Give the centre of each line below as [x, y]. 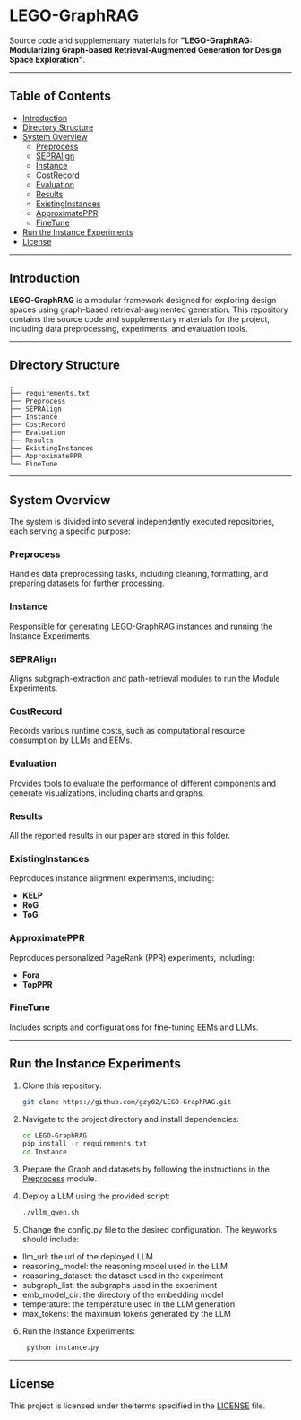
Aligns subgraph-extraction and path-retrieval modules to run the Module [145, 679]
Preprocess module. [59, 1179]
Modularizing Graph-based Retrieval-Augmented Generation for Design [146, 49]
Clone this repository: [62, 1085]
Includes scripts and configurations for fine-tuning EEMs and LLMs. [134, 1027]
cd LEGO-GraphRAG [55, 1136]
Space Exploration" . [47, 59]
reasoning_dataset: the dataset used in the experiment [123, 1276]
